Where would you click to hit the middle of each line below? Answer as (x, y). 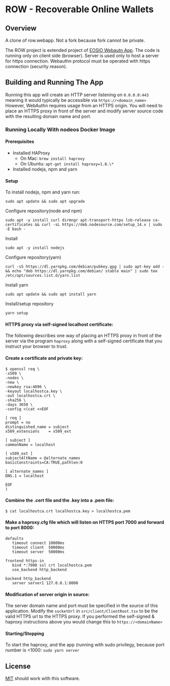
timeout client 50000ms (38, 547)
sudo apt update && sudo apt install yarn (51, 294)
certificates (19, 225)
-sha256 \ (16, 400)
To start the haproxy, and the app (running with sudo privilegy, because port (85, 645)
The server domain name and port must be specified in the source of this (82, 606)
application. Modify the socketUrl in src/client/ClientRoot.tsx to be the (82, 611)
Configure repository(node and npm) (44, 211)
